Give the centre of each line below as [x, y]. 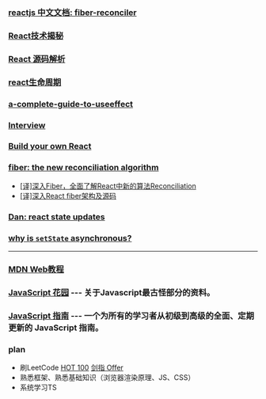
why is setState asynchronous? [70, 237]
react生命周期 [35, 82]
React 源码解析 [37, 59]
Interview [27, 125]
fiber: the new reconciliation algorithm [84, 168]
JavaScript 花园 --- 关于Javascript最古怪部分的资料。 [112, 292]
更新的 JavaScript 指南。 [56, 328]
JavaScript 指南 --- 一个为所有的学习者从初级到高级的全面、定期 [131, 316]
